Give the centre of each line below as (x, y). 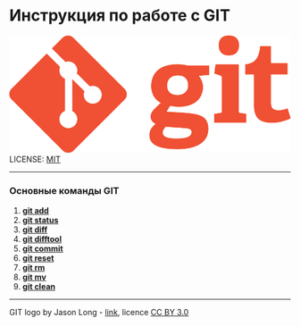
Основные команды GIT (64, 191)
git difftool (42, 238)
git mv (34, 277)
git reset (38, 258)
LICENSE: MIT (35, 159)
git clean (39, 286)
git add (35, 210)
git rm (33, 267)
